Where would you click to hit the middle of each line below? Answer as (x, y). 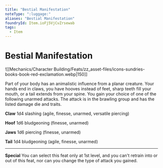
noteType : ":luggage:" (28, 14)
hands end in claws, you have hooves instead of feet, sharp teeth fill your (78, 89)
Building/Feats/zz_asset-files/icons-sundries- (99, 69)
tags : (10, 28)
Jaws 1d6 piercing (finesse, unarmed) (43, 132)
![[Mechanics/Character (29, 69)
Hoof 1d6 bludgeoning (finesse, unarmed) (47, 123)
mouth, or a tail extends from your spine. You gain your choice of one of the (81, 94)
